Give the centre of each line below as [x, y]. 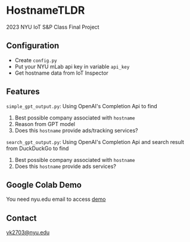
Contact [21, 218]
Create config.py [36, 60]
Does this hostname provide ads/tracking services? [76, 130]
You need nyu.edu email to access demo [56, 199]
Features [23, 92]
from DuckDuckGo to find [38, 148]
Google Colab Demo [44, 185]
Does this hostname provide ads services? [66, 166]
